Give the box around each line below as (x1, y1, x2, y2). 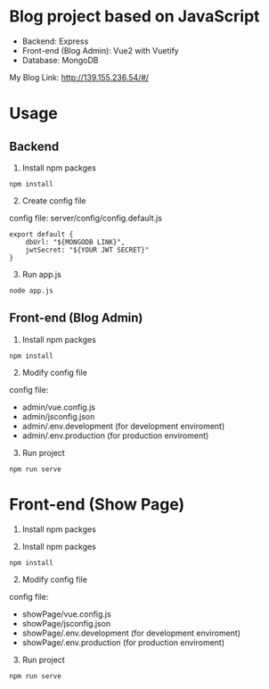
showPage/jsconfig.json (21, 618, 111, 628)
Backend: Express (21, 36, 89, 46)
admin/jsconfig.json (21, 411, 95, 421)
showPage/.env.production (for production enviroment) (21, 636, 225, 648)
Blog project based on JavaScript (9, 6, 260, 27)
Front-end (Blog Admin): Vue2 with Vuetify (21, 45, 180, 55)
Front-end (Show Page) (9, 494, 185, 514)
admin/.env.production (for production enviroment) (21, 430, 209, 441)
